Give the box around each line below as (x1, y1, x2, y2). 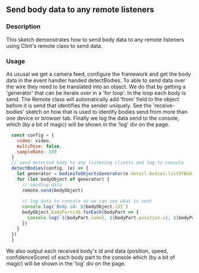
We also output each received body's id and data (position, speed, (6, 248, 168, 255)
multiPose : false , (17, 143, 62, 149)
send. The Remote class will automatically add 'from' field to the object (6, 95, 179, 102)
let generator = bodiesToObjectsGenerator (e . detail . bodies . (17, 171, 168, 177)
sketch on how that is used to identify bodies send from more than (25, 108, 188, 115)
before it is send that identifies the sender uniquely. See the (6, 102, 152, 109)
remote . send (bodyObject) (21, 187, 84, 193)
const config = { (11, 132, 54, 138)
